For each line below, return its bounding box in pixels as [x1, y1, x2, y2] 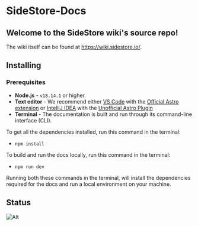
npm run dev [14, 164, 44, 170]
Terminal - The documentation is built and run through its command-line [14, 111, 193, 118]
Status [6, 198, 31, 208]
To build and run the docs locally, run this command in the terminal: [6, 151, 171, 158]
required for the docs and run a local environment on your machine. [6, 180, 171, 188]
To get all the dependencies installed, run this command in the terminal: [6, 128, 181, 135]
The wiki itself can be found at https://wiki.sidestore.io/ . [6, 43, 142, 50]
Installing [6, 60, 41, 70]
